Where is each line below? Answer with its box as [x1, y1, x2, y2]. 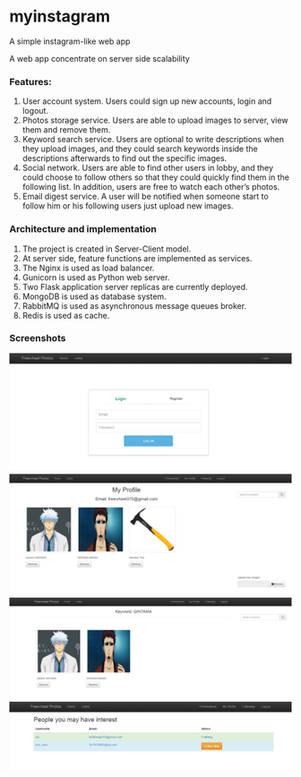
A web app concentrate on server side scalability [9, 53, 190, 64]
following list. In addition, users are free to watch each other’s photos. [21, 182, 280, 192]
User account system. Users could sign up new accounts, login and [21, 96, 272, 107]
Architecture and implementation [9, 223, 157, 235]
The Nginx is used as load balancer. [21, 262, 155, 273]
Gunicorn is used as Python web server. [21, 271, 170, 283]
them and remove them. [21, 124, 111, 135]
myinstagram [9, 6, 110, 27]
